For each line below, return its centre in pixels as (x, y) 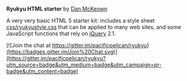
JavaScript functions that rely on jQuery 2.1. (61, 33)
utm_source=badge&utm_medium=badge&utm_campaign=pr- (84, 65)
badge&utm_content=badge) (42, 71)
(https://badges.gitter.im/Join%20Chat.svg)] (62, 52)
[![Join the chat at (29, 45)
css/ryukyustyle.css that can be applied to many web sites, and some (94, 27)
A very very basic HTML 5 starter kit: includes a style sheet (81, 20)
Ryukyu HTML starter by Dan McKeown (57, 9)
